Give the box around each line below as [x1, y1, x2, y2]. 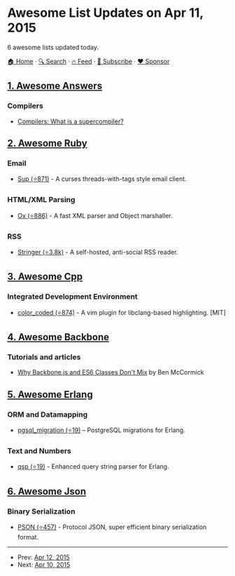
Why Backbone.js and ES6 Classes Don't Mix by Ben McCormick [17, 368, 204, 377]
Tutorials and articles [7, 352, 81, 362]
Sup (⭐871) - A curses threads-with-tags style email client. [17, 175, 187, 183]
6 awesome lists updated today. [7, 43, 99, 51]
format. [17, 533, 39, 541]
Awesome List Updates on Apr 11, [7, 5, 204, 21]
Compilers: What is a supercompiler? [17, 117, 124, 126]
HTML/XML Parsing [7, 195, 76, 205]
